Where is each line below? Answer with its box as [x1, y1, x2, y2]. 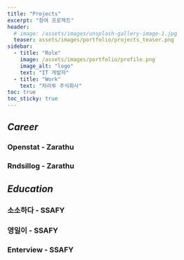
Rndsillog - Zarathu [7, 161, 75, 171]
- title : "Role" [13, 50, 61, 57]
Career [7, 121, 39, 134]
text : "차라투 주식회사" [20, 82, 82, 89]
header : [7, 23, 30, 30]
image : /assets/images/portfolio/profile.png [20, 56, 156, 63]
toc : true [7, 89, 37, 96]
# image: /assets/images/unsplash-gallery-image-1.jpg [13, 30, 178, 37]
